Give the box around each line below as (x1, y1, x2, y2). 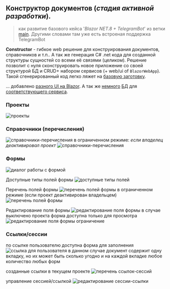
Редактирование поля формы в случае (6, 207, 161, 213)
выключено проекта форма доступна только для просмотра (6, 212, 137, 218)
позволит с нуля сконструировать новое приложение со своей (6, 62, 144, 68)
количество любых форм (6, 258, 61, 264)
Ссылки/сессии (6, 230, 47, 238)
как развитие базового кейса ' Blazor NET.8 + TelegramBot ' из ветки (18, 25, 165, 32)
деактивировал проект (6, 142, 56, 149)
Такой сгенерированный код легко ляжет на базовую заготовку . (6, 73, 147, 79)
